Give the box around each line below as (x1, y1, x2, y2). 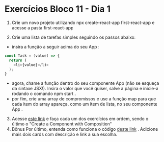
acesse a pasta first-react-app (11, 24, 74, 30)
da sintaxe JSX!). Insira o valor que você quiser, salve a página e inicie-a (11, 86, 159, 92)
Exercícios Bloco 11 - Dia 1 (4, 3, 111, 15)
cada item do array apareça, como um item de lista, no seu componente (11, 101, 158, 107)
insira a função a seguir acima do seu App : (11, 44, 100, 49)
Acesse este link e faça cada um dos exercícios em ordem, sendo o (11, 116, 149, 122)
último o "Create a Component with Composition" (11, 121, 112, 127)
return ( (9, 58, 27, 63)
